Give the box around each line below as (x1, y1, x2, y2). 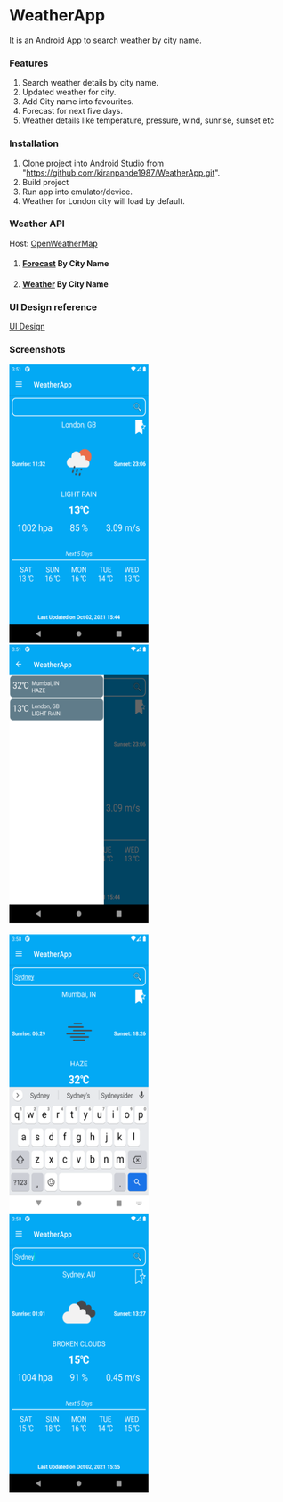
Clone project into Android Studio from (21, 158, 165, 168)
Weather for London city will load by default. (21, 195, 185, 206)
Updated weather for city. (21, 86, 117, 98)
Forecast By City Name (21, 258, 109, 269)
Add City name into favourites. (21, 96, 134, 107)
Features (9, 57, 49, 69)
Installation (9, 137, 60, 150)
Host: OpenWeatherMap (9, 238, 98, 249)
